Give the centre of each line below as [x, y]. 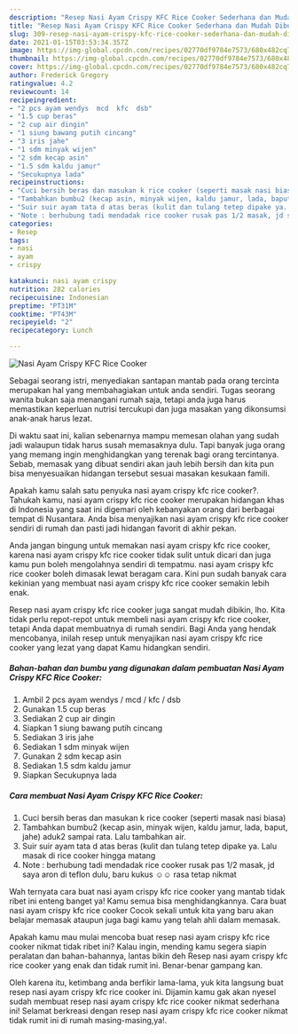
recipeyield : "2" [41, 322]
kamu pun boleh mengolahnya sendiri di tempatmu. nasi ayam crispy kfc [141, 564]
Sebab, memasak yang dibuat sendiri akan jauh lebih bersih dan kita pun [142, 464]
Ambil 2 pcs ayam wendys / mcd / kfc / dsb [102, 699]
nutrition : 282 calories [55, 289]
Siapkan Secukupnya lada [69, 775]
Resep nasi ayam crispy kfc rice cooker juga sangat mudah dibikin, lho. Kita [147, 610]
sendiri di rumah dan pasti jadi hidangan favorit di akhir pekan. [123, 528]
